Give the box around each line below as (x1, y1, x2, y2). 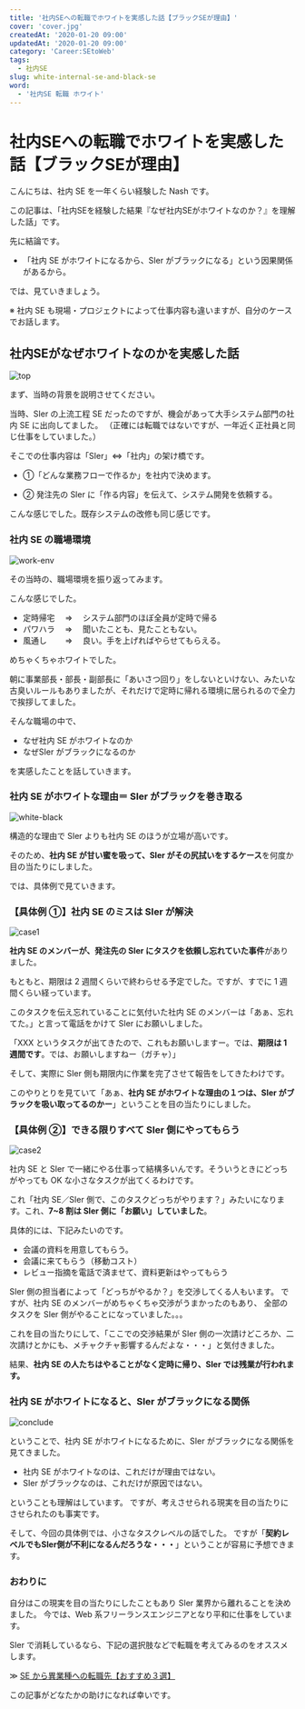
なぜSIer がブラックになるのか (22, 746, 136, 757)
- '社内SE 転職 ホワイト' (17, 89, 104, 98)
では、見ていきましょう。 (9, 285, 105, 296)
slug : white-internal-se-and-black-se (9, 73, 156, 82)
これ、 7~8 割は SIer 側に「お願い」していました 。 (24, 1205, 212, 1216)
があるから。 (22, 266, 71, 277)
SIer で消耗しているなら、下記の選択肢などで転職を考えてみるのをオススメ (9, 1640, 289, 1651)
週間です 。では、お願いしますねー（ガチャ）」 (9, 1049, 181, 1060)
